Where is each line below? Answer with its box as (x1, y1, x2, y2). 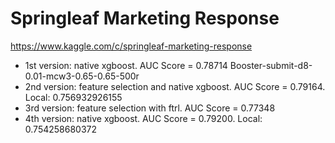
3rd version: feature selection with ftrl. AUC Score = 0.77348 (24, 102, 276, 114)
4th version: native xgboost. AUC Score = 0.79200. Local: (24, 112, 263, 124)
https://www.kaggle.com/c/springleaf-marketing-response (10, 40, 253, 52)
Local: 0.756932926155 (24, 91, 123, 103)
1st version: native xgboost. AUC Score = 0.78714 (24, 59, 228, 71)
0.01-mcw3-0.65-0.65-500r (24, 70, 140, 82)
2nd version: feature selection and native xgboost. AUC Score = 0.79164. (24, 80, 326, 92)
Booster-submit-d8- (229, 59, 313, 71)
